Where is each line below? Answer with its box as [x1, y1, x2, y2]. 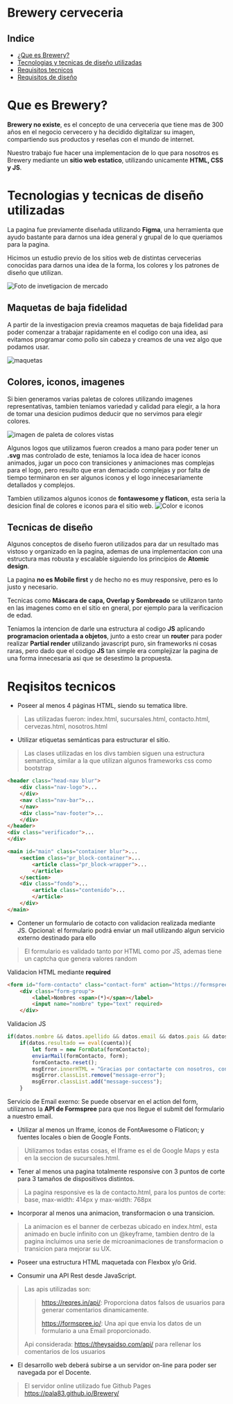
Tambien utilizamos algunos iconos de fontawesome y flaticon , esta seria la [7, 494, 226, 502]
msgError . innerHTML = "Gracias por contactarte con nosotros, [32, 1065, 216, 1073]
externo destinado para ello [17, 933, 96, 942]
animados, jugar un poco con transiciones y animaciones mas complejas [7, 459, 215, 467]
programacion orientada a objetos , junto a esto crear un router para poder [7, 632, 223, 641]
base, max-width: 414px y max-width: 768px [24, 1196, 152, 1203]
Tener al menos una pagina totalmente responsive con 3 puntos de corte [17, 1167, 225, 1175]
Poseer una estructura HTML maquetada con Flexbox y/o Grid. [17, 1258, 197, 1266]
